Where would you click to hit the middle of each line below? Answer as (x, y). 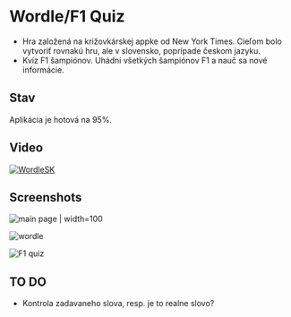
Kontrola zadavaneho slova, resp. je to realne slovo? (118, 304)
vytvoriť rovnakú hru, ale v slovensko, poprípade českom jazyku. (141, 50)
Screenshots (46, 197)
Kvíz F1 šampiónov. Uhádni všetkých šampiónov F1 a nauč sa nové (145, 60)
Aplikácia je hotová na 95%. (60, 119)
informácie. (43, 70)
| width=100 (81, 219)
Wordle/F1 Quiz (67, 17)
